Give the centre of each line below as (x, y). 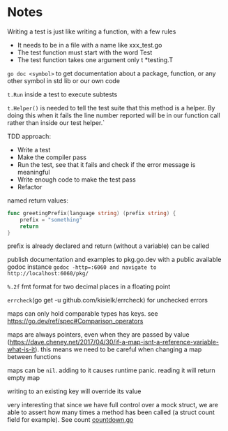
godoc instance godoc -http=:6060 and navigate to (82, 267)
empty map (24, 378)
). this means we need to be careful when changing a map (118, 349)
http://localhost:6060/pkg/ (48, 274)
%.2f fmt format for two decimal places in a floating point (89, 286)
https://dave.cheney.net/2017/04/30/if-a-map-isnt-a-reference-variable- (114, 342)
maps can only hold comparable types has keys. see (83, 314)
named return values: (38, 200)
